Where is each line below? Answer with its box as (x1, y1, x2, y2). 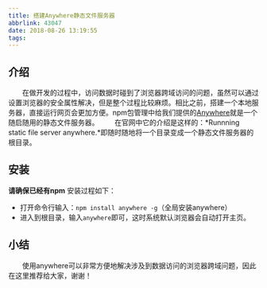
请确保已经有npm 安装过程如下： (8, 185, 117, 195)
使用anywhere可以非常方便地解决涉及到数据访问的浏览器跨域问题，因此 (22, 260, 257, 270)
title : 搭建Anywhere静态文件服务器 (8, 11, 115, 20)
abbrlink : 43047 (8, 19, 62, 27)
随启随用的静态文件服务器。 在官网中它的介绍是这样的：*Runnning (8, 118, 240, 127)
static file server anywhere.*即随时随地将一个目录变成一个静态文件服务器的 (8, 128, 254, 138)
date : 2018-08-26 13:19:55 (8, 26, 98, 34)
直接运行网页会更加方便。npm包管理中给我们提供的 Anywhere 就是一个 (29, 108, 258, 118)
